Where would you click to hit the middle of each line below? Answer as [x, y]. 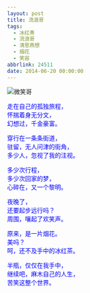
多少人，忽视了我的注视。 [43, 155]
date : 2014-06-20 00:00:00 [45, 71]
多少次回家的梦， [31, 178]
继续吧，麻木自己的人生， [43, 274]
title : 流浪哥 [26, 20]
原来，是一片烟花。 [34, 233]
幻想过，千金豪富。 [34, 123]
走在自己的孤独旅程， [37, 106]
